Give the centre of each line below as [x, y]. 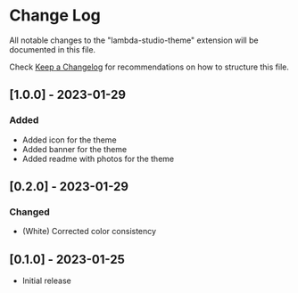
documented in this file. [53, 49]
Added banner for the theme [74, 149]
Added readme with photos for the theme [98, 159]
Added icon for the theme [70, 140]
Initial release [46, 281]
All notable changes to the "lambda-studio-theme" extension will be [134, 40]
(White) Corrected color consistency [89, 232]
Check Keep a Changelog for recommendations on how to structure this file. [149, 67]
